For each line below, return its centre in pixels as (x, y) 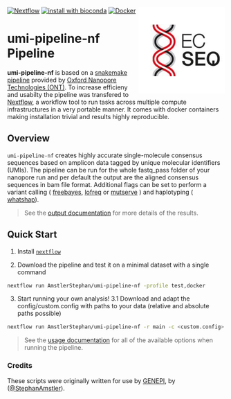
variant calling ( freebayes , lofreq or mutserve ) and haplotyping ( (100, 192)
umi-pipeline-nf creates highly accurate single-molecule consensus (105, 155)
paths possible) (39, 313)
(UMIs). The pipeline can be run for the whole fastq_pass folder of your (109, 170)
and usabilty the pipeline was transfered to (68, 94)
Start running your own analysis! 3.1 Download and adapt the (103, 299)
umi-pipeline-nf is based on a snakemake (67, 72)
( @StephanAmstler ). (36, 388)
